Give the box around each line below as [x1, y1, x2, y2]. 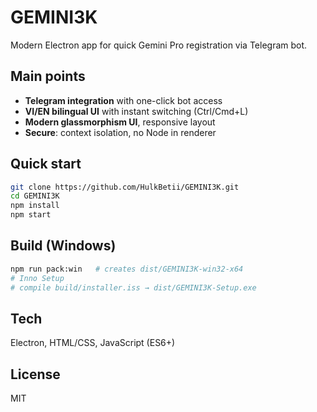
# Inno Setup [10, 273, 65, 283]
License [10, 366, 61, 383]
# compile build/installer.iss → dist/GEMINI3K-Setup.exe [10, 282, 257, 293]
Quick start [10, 156, 82, 173]
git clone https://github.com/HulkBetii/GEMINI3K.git [10, 182, 240, 192]
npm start [10, 210, 52, 220]
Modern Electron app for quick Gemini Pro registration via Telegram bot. [10, 39, 308, 51]
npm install [10, 201, 60, 211]
